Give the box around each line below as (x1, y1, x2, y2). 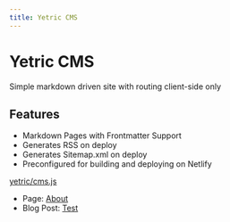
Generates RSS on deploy (21, 140, 118, 151)
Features (9, 106, 60, 121)
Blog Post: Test (21, 202, 79, 214)
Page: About (21, 193, 69, 204)
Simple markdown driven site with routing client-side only (9, 81, 222, 92)
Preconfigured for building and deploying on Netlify (21, 159, 212, 169)
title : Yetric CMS (9, 12, 78, 22)
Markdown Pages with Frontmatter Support (21, 130, 182, 141)
